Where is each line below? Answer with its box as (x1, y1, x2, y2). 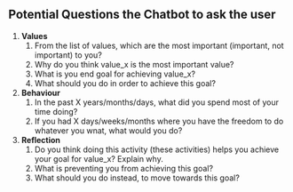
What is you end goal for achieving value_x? (34, 68, 196, 79)
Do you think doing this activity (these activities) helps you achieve (34, 144, 280, 155)
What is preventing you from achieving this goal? (34, 163, 214, 173)
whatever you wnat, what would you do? (34, 124, 183, 136)
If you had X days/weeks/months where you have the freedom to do (34, 116, 284, 126)
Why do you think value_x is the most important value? (34, 59, 234, 69)
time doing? (34, 106, 78, 116)
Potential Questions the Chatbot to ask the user (8, 7, 276, 22)
